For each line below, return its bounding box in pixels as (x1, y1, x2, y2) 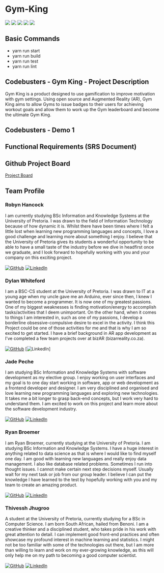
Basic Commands (5, 34, 60, 43)
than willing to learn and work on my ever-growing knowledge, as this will (5, 547, 154, 553)
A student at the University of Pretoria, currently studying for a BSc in (5, 516, 146, 522)
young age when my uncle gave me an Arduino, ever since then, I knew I (5, 294, 152, 300)
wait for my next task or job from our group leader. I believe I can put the (5, 471, 152, 477)
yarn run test (12, 58, 38, 64)
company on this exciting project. (5, 255, 73, 260)
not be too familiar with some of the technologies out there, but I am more (5, 542, 154, 548)
